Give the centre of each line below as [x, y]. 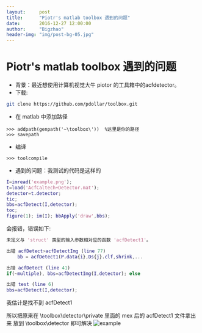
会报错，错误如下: [29, 229]
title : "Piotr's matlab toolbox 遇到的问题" [68, 18]
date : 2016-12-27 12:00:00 [49, 23]
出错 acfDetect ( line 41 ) [38, 268]
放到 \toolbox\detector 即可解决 [53, 323]
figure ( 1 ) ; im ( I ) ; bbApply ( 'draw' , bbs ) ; [59, 216]
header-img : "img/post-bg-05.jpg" [50, 35]
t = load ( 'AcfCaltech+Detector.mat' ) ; [53, 188]
